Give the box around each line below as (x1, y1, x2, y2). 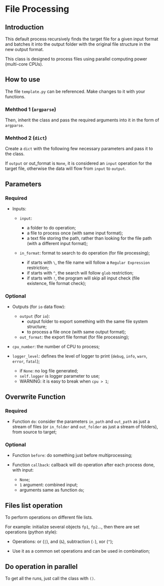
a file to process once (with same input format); (27, 230, 123, 236)
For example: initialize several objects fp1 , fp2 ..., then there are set (5, 524, 140, 530)
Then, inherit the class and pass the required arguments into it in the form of (5, 117, 160, 123)
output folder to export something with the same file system (27, 318, 148, 325)
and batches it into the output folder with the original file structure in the (5, 41, 151, 47)
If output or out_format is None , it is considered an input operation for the (5, 161, 152, 167)
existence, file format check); (27, 280, 86, 286)
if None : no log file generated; (19, 368, 79, 374)
